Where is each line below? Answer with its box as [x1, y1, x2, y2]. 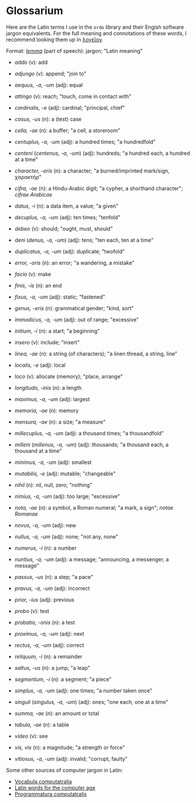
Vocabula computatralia [14, 778, 72, 785]
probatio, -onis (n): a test [14, 619, 75, 626]
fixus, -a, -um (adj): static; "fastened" [14, 293, 105, 300]
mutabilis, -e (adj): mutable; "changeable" [14, 470, 116, 477]
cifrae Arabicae [14, 191, 53, 198]
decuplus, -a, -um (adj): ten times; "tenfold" [14, 214, 121, 221]
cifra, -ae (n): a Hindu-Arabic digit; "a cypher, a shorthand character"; [14, 185, 183, 192]
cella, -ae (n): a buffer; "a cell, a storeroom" [14, 127, 121, 134]
